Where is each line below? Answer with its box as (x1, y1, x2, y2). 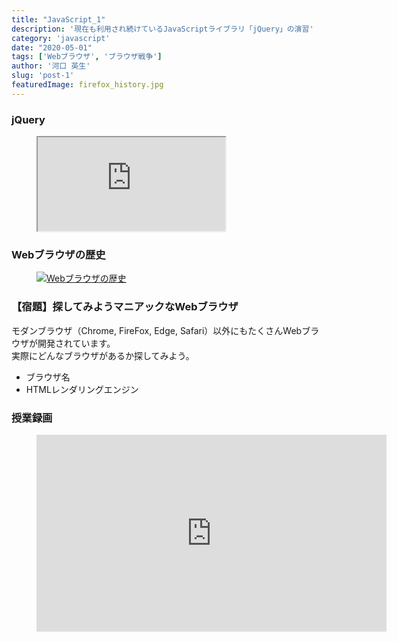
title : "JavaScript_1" (11, 14, 106, 25)
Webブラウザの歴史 (11, 247, 106, 261)
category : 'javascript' (11, 33, 111, 43)
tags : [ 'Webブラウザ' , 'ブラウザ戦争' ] (11, 52, 163, 62)
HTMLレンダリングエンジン (25, 383, 139, 395)
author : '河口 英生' (11, 61, 91, 71)
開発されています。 (37, 337, 116, 349)
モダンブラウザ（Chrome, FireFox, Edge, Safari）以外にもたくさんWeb (11, 324, 303, 336)
